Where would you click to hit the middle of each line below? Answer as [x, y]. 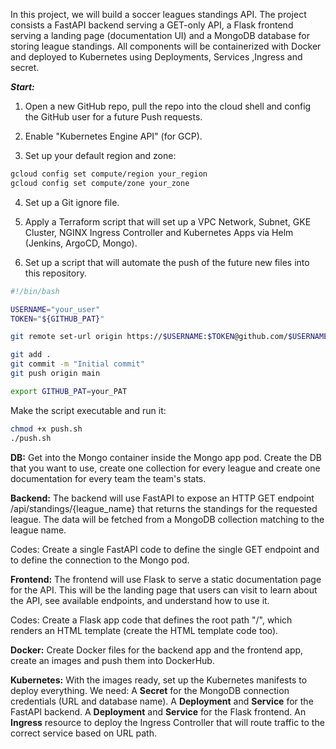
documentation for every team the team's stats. [108, 478]
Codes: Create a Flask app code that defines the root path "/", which [151, 620]
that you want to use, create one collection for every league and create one [165, 468]
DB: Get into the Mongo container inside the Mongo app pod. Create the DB [166, 457]
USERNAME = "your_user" [55, 309]
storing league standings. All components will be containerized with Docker [166, 46]
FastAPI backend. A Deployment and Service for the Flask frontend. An [158, 711]
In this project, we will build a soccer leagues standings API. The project [158, 14]
